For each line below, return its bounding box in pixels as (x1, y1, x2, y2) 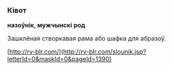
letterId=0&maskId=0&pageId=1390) (7, 55, 113, 63)
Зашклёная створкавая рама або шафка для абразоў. (7, 34, 167, 43)
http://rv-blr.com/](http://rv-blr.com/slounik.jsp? (9, 47, 147, 56)
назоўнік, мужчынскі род (7, 21, 85, 30)
